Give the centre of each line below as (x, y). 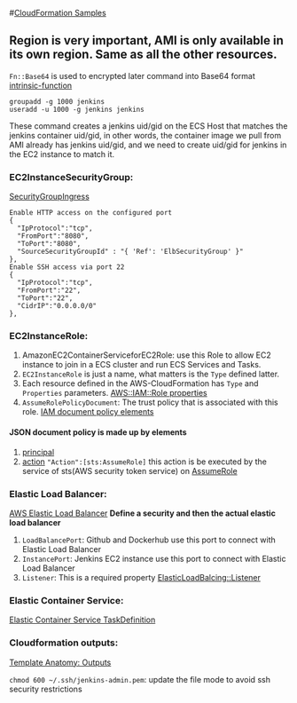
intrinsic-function (41, 85)
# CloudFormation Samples (58, 13)
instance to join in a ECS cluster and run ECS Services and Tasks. (141, 365)
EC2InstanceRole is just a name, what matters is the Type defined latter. (151, 374)
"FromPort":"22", (49, 291)
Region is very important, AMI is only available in (146, 40)
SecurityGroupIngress (50, 197)
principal (38, 452)
